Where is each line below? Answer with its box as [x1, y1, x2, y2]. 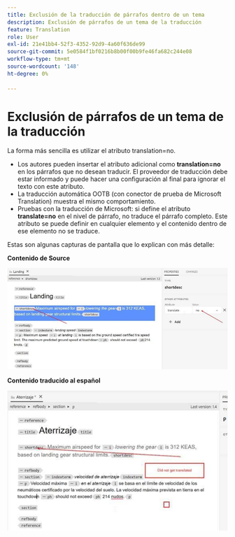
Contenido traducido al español [7, 376, 101, 385]
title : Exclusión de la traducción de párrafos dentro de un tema [7, 11, 205, 18]
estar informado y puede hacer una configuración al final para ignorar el [17, 175, 226, 183]
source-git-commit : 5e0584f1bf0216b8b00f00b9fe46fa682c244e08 [7, 48, 192, 55]
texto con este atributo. [17, 182, 85, 191]
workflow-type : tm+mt [7, 56, 71, 63]
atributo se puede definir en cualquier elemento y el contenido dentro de [17, 220, 227, 228]
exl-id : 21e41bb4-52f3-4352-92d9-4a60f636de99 [7, 41, 145, 48]
